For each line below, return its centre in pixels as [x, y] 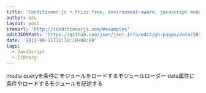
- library [24, 58]
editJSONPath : [25, 35]
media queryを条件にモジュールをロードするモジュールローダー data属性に [101, 76]
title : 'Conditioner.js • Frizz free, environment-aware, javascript [97, 12]
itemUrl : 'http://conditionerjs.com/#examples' [68, 29]
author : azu [21, 18]
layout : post [23, 23]
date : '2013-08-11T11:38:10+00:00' [52, 40]
